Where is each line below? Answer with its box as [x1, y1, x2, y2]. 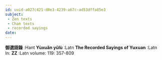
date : [5, 30, 16, 35]
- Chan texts [7, 21, 35, 26]
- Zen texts [7, 16, 32, 21]
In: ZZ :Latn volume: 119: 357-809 [5, 50, 74, 56]
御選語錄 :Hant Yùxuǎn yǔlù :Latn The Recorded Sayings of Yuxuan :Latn [5, 45, 158, 50]
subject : [5, 12, 23, 17]
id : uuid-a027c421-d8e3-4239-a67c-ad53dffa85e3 [5, 7, 106, 12]
